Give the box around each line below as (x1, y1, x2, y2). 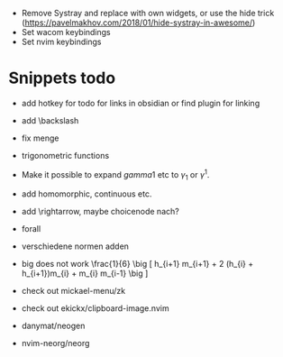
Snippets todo (8, 68, 116, 88)
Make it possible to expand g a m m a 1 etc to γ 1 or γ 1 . (21, 167, 210, 182)
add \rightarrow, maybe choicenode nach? (21, 206, 179, 217)
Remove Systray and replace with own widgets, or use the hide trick (21, 8, 275, 18)
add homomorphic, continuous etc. (21, 188, 152, 199)
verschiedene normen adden (21, 241, 130, 252)
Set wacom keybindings (21, 27, 112, 37)
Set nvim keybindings (21, 36, 102, 47)
